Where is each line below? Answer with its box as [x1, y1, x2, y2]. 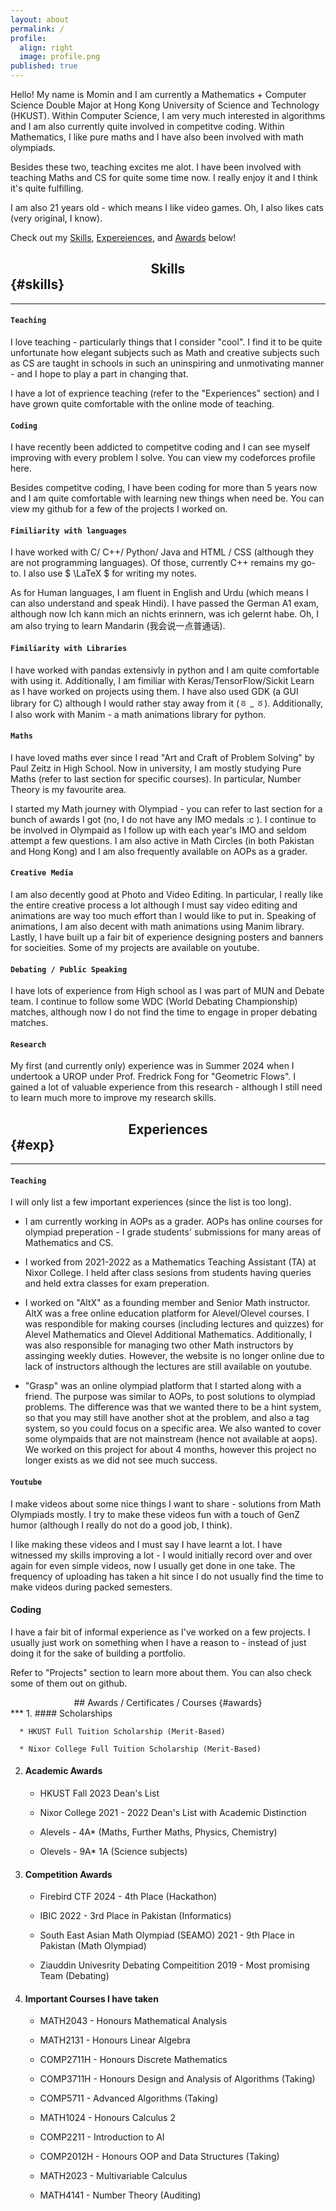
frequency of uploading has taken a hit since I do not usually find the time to [10, 1570, 324, 1582]
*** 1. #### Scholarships [10, 1707, 113, 1719]
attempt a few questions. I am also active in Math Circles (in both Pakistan [10, 834, 315, 846]
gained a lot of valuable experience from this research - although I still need [10, 1081, 323, 1093]
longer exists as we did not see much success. [24, 1454, 218, 1466]
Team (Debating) [39, 1970, 110, 1982]
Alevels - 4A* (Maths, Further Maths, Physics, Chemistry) [39, 1826, 278, 1838]
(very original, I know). [10, 212, 103, 224]
